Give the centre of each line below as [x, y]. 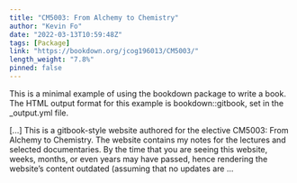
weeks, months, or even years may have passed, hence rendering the [139, 159]
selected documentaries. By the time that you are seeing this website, [139, 149]
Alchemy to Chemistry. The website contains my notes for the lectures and [148, 140]
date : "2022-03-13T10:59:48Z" [66, 34]
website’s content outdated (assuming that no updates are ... [121, 169]
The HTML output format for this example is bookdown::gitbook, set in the [147, 103]
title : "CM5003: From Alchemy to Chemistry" [94, 18]
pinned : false [36, 69]
